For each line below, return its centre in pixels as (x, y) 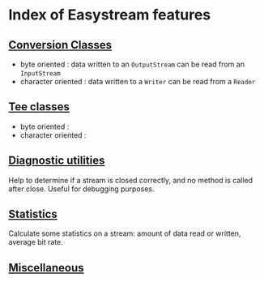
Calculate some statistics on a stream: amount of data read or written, (125, 233)
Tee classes (39, 107)
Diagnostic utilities (57, 161)
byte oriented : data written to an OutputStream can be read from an (132, 64)
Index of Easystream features (110, 15)
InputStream (40, 74)
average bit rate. (36, 242)
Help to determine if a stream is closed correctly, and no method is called (131, 180)
